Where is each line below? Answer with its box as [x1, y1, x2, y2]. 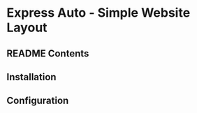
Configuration [6, 95, 69, 107]
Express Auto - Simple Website [6, 5, 191, 21]
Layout [6, 20, 48, 36]
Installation [6, 71, 57, 83]
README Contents [6, 47, 89, 59]
